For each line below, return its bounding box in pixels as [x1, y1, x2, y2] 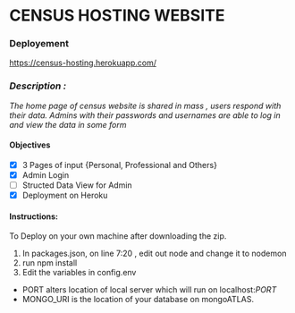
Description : [9, 80, 67, 92]
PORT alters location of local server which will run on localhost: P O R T [21, 284, 277, 295]
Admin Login [21, 170, 70, 181]
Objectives [9, 140, 51, 150]
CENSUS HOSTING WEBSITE [9, 5, 225, 26]
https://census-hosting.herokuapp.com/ [9, 57, 156, 68]
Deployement [9, 38, 70, 50]
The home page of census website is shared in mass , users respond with [9, 100, 282, 111]
